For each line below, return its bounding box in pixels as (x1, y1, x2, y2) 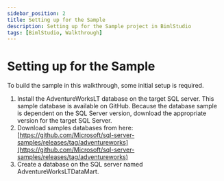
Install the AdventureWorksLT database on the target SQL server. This (16, 95, 214, 103)
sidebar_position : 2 (7, 10, 66, 17)
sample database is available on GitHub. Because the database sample (16, 102, 218, 110)
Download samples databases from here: (16, 124, 134, 132)
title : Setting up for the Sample (7, 16, 106, 23)
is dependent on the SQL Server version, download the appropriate (16, 109, 207, 117)
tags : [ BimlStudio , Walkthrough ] (7, 29, 103, 36)
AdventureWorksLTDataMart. (16, 167, 99, 176)
